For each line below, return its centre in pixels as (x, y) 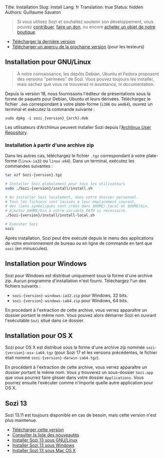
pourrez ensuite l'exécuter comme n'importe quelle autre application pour (79, 383)
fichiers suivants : (23, 286)
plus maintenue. (21, 420)
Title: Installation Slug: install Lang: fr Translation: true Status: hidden (74, 7)
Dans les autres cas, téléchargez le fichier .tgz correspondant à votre (75, 156)
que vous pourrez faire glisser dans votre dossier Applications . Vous (74, 377)
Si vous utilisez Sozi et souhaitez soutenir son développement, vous (85, 22)
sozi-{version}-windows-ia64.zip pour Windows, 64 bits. (70, 300)
